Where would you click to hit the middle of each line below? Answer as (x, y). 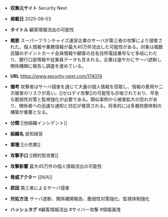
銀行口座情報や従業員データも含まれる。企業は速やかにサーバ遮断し (90, 60)
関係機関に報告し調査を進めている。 (48, 66)
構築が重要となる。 (30, 112)
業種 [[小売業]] (25, 144)
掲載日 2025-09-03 (31, 19)
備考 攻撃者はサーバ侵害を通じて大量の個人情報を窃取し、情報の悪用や (84, 87)
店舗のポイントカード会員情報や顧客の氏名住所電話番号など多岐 (77, 53)
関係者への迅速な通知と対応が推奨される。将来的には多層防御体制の (90, 106)
